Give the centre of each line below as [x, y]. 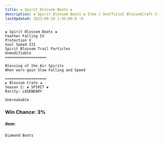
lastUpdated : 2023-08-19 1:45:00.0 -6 [44, 18]
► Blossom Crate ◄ [24, 83]
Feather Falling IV [25, 36]
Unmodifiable [18, 53]
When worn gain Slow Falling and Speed [45, 70]
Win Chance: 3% [25, 112]
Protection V [18, 40]
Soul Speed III [20, 45]
